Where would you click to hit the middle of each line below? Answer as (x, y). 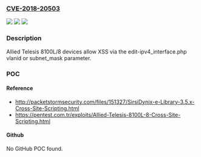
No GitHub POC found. (35, 148)
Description (24, 38)
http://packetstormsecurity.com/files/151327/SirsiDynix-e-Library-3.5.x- (105, 102)
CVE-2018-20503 (33, 9)
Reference (20, 88)
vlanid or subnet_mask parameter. (49, 58)
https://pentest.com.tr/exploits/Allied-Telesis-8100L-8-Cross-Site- (98, 114)
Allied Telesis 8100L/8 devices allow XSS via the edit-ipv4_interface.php (97, 51)
